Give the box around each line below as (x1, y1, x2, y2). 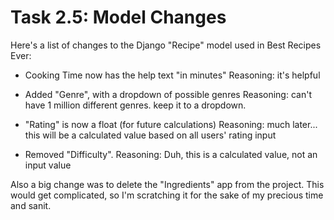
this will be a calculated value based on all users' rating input (24, 129, 277, 141)
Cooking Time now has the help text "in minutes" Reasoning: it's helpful (24, 69, 321, 81)
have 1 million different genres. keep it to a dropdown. (24, 99, 247, 111)
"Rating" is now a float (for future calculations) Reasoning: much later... (24, 118, 318, 130)
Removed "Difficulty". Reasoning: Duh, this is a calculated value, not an (24, 148, 318, 160)
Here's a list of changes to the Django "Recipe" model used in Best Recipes (10, 39, 322, 51)
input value (24, 159, 72, 171)
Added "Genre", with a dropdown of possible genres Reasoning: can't (24, 88, 312, 100)
